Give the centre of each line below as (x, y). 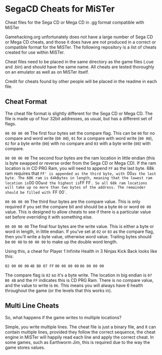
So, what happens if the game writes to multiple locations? (63, 317)
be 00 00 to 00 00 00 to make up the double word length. (61, 242)
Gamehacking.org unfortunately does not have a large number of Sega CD (79, 37)
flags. (11, 123)
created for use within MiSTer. (35, 52)
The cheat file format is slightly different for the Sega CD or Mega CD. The (79, 113)
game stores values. (25, 347)
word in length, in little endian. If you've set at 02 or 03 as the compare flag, (80, 232)
